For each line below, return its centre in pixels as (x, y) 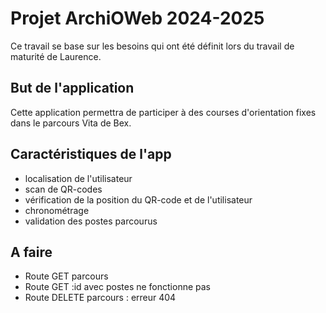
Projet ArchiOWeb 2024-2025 (137, 18)
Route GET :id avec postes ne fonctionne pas (117, 287)
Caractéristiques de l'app (91, 154)
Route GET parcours (66, 276)
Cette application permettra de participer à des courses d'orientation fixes (163, 112)
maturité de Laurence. (56, 56)
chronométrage (57, 210)
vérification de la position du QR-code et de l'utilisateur (138, 199)
